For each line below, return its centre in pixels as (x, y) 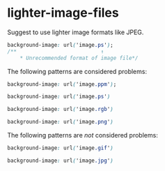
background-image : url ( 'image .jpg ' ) (60, 161)
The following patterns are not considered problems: (82, 135)
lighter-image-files (63, 13)
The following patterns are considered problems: (77, 71)
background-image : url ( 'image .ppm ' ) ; (62, 84)
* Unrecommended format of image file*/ (79, 58)
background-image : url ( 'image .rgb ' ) (60, 110)
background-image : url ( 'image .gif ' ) (60, 148)
